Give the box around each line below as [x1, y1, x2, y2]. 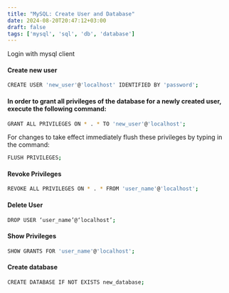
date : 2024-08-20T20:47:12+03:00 [7, 17, 107, 24]
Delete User [7, 200, 43, 209]
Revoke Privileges [7, 170, 62, 178]
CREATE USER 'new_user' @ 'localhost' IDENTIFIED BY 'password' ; [7, 82, 199, 89]
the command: [7, 140, 50, 149]
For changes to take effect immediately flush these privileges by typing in [7, 133, 223, 142]
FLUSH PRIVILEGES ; [7, 154, 62, 162]
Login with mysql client [7, 50, 75, 58]
